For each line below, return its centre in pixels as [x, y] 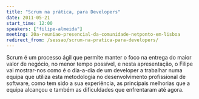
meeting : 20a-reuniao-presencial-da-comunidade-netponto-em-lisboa [93, 35]
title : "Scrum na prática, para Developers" [63, 12]
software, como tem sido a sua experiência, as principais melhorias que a [98, 83]
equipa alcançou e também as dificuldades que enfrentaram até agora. [95, 90]
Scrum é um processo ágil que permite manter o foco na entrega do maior [99, 57]
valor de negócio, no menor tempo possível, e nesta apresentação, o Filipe [99, 64]
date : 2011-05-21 [28, 18]
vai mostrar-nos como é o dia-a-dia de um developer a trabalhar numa [95, 70]
